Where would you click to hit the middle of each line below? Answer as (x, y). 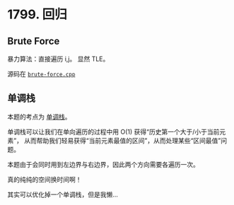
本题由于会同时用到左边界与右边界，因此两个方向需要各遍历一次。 (103, 164)
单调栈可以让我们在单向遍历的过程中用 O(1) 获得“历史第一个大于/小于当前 (113, 131)
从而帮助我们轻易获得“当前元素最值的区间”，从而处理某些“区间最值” (123, 140)
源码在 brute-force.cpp (41, 74)
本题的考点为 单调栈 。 (39, 117)
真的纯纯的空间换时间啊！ (45, 179)
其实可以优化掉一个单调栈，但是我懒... (63, 194)
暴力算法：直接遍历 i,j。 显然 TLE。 (58, 59)
